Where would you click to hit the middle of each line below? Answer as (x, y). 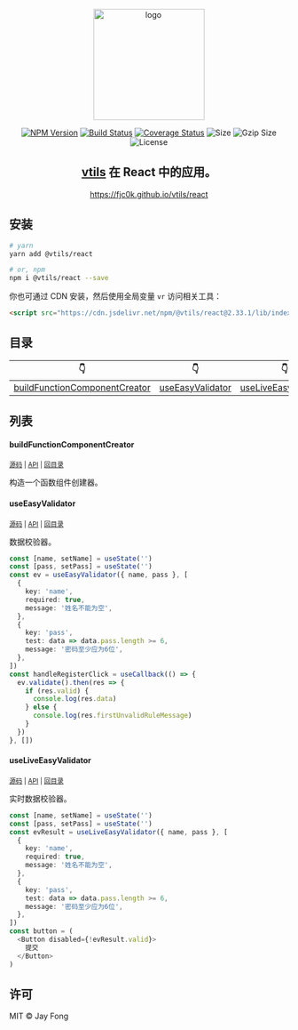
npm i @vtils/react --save (59, 278)
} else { (41, 707)
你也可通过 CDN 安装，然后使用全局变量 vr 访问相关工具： (115, 296)
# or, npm (27, 270)
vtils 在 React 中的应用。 (149, 172)
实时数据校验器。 (40, 798)
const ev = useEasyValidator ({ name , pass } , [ (99, 575)
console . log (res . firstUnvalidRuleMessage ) (112, 716)
